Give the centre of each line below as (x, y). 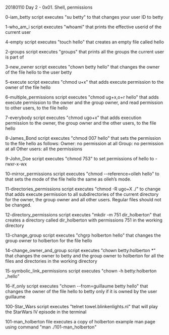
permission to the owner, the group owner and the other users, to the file (81, 123)
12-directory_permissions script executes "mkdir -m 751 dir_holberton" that (83, 215)
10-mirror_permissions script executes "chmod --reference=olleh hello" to (82, 174)
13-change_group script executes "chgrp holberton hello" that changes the (83, 235)
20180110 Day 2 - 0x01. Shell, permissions (49, 7)
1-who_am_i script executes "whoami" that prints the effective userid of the (83, 27)
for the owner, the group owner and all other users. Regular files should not (83, 200)
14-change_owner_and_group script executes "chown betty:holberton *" (80, 250)
